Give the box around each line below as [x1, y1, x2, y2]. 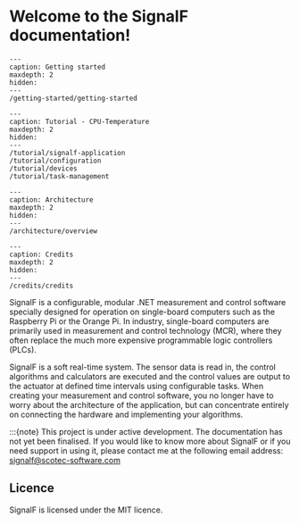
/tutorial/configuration [9, 156, 102, 165]
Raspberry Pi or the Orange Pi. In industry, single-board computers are [9, 315, 270, 327]
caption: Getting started [9, 62, 105, 71]
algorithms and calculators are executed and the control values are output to [9, 370, 291, 381]
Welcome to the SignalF [9, 6, 189, 27]
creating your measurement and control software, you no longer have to [9, 390, 274, 401]
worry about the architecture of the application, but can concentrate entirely [9, 399, 289, 410]
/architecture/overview [9, 226, 98, 236]
